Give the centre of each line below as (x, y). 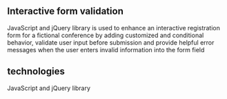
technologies (36, 71)
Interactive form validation (66, 11)
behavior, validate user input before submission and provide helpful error (111, 42)
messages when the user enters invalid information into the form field (106, 49)
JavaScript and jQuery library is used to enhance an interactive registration (114, 27)
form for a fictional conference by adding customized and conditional (106, 35)
